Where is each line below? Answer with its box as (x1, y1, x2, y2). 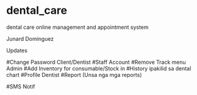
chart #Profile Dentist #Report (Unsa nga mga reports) (6, 71, 142, 78)
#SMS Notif (6, 82, 35, 90)
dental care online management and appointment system (6, 23, 149, 31)
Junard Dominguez (6, 35, 54, 42)
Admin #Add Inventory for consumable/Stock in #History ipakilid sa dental (6, 64, 192, 72)
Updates (6, 46, 28, 54)
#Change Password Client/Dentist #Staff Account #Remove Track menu (6, 58, 186, 66)
